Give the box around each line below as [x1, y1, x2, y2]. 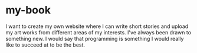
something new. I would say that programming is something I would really [5, 35, 184, 42]
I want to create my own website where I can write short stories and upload [5, 23, 189, 30]
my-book [5, 3, 51, 17]
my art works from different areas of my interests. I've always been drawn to [5, 29, 192, 36]
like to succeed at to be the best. [5, 41, 86, 48]
